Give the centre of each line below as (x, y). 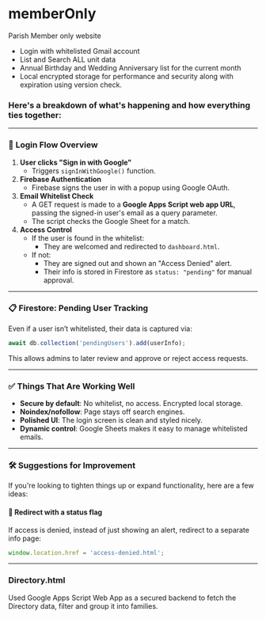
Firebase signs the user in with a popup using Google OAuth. (131, 188)
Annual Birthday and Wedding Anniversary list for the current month (130, 67)
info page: (25, 538)
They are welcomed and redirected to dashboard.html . (131, 246)
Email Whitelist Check (57, 196)
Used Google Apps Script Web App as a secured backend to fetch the (122, 598)
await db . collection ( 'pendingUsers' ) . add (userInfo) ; (97, 343)
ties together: (35, 115)
